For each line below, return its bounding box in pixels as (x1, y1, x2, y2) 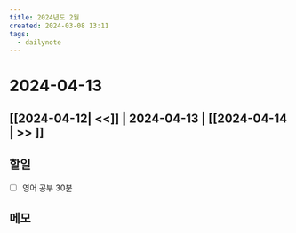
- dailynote (17, 37, 62, 47)
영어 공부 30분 (21, 183, 73, 193)
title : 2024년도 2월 (9, 12, 80, 22)
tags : (9, 29, 29, 38)
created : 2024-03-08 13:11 (9, 21, 109, 30)
